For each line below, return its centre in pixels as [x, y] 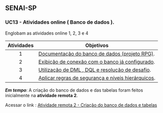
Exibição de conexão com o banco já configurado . [97, 61]
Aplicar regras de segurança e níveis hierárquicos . [97, 78]
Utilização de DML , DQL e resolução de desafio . [95, 70]
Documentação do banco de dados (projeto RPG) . [97, 54]
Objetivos [97, 45]
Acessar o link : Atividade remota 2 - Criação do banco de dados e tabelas [81, 105]
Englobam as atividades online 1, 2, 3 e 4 [47, 33]
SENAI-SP [21, 8]
